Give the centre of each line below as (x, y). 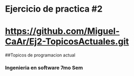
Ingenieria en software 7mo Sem (44, 68)
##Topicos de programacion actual (40, 55)
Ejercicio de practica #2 (54, 9)
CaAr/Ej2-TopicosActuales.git (67, 42)
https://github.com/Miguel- (62, 31)
